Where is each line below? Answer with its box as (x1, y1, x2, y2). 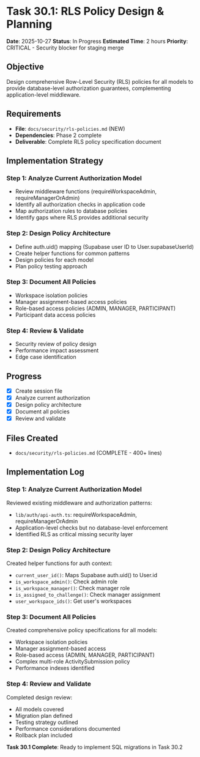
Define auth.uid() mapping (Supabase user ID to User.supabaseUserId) (15, 243, 194, 250)
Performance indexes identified (15, 665, 95, 672)
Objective (6, 62, 45, 72)
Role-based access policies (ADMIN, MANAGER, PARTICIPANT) (15, 305, 176, 312)
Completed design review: (6, 693, 73, 701)
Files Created (6, 433, 58, 443)
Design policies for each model (15, 256, 94, 264)
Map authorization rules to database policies (15, 207, 128, 215)
